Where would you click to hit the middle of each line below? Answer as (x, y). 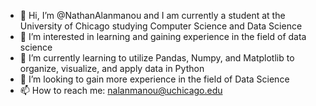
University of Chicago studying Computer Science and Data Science (161, 26)
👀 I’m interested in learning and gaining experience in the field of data (163, 36)
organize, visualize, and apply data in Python (112, 68)
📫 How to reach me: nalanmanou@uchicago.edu (121, 90)
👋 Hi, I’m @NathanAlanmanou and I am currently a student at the (152, 15)
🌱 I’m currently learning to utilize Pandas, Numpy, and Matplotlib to (157, 58)
